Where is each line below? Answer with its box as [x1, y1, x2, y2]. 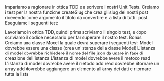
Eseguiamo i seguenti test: [5, 20, 59, 26]
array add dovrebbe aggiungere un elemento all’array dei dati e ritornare [5, 66, 151, 72]
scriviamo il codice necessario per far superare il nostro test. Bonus [5, 34, 142, 40]
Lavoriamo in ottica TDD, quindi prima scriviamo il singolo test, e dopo [5, 29, 147, 35]
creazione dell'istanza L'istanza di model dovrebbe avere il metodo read [5, 55, 151, 61]
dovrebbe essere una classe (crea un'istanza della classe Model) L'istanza [5, 45, 156, 51]
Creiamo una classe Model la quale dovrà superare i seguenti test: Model [5, 40, 153, 46]
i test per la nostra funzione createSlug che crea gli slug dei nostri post [5, 9, 149, 15]
